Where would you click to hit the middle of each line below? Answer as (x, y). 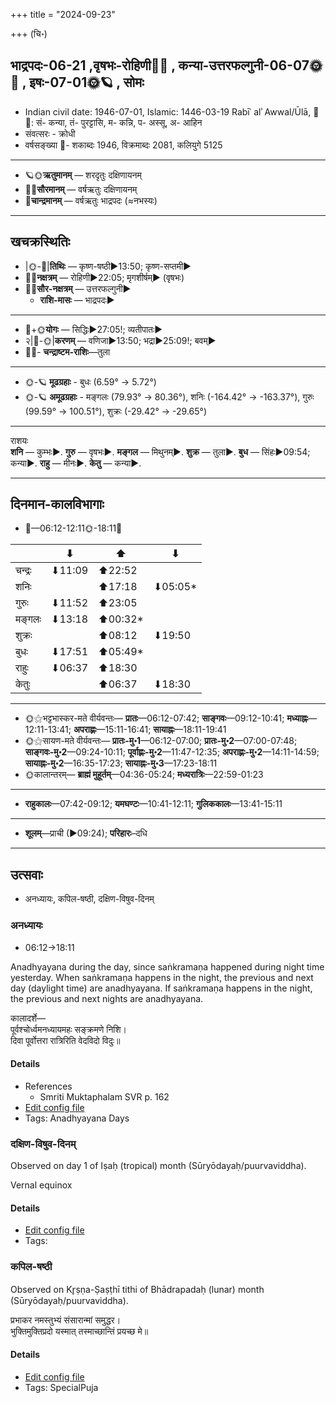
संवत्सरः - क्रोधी (50, 133)
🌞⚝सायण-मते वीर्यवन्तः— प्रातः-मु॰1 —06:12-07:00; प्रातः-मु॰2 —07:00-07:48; (161, 741)
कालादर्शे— (28, 1018)
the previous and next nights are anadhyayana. (107, 998)
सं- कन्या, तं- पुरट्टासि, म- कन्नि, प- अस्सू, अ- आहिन (119, 122)
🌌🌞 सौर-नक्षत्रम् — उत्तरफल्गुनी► (78, 288)
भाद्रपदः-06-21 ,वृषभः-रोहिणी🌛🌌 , (93, 65)
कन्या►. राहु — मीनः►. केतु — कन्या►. (76, 463)
